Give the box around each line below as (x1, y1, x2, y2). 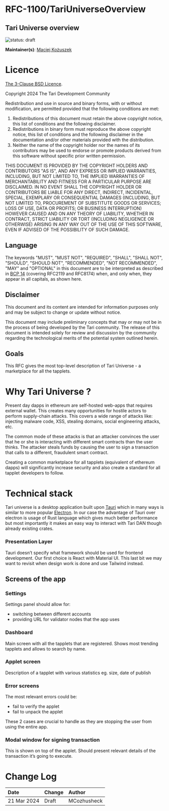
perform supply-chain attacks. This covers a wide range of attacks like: (5, 413, 153, 419)
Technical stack (5, 488, 73, 499)
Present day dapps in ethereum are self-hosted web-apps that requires (5, 402, 153, 408)
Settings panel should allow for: (5, 601, 71, 607)
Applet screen (5, 658, 41, 665)
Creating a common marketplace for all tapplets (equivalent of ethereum (5, 459, 155, 466)
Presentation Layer (5, 538, 53, 545)
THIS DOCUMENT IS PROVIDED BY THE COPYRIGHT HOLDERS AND (5, 162, 148, 168)
